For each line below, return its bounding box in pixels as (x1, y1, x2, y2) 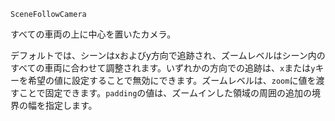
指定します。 (44, 100, 98, 111)
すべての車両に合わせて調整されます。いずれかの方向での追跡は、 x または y (10, 62, 316, 74)
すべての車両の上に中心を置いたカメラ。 (10, 28, 177, 40)
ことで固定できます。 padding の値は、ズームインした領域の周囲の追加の (18, 87, 312, 99)
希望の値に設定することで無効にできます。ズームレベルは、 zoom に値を (27, 75, 317, 86)
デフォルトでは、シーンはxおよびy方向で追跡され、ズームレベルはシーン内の (10, 50, 326, 61)
